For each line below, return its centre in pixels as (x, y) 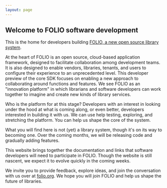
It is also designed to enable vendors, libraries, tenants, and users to (76, 68)
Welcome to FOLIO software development (72, 30)
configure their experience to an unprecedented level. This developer (77, 73)
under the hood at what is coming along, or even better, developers (75, 110)
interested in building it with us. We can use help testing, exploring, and (79, 115)
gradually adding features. (32, 140)
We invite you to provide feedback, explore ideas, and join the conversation (83, 170)
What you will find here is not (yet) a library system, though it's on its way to (83, 130)
